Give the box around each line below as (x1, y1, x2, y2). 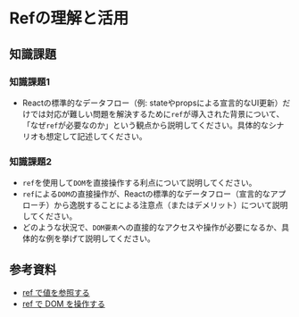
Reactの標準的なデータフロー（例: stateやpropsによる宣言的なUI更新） (21, 97, 283, 108)
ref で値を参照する (21, 287, 91, 297)
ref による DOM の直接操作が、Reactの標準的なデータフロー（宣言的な (21, 188, 270, 199)
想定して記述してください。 (46, 130, 147, 141)
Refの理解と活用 (9, 8, 129, 29)
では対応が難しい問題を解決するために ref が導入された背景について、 (29, 108, 285, 119)
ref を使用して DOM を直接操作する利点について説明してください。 (21, 178, 257, 188)
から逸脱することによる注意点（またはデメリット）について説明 (53, 200, 288, 211)
